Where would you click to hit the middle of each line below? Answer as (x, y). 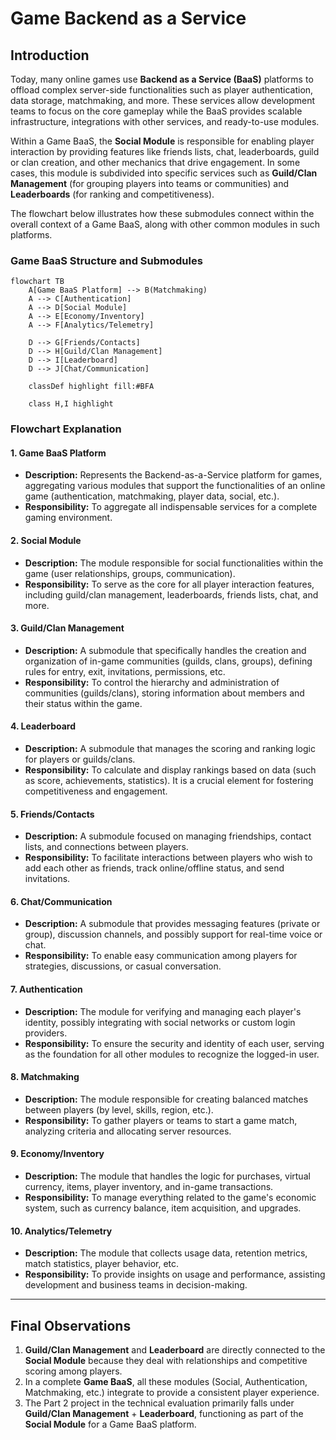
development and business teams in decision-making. (136, 1285)
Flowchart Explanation (66, 429)
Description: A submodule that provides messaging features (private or (172, 924)
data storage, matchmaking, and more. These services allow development (163, 100)
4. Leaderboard (43, 726)
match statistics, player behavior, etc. (102, 1264)
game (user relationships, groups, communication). (130, 573)
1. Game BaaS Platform (58, 453)
